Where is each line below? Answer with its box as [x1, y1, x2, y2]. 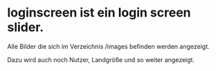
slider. [7, 19, 44, 35]
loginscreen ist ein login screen [7, 5, 192, 21]
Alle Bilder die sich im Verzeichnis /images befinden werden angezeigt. [7, 42, 210, 50]
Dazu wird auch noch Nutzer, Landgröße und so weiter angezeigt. [7, 55, 195, 63]
